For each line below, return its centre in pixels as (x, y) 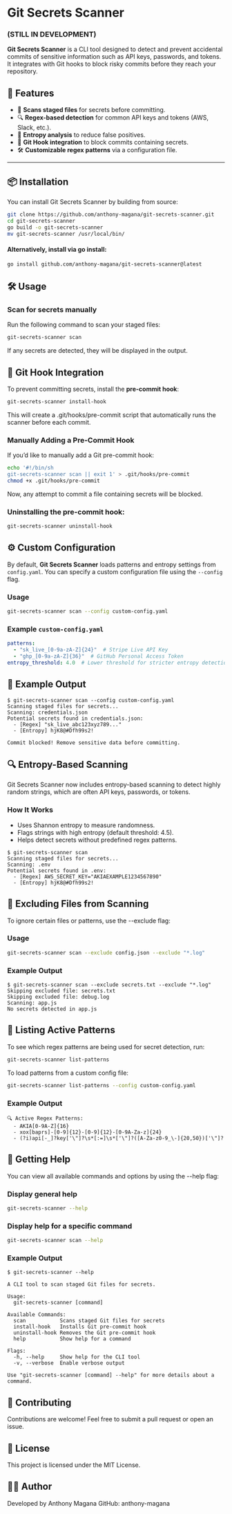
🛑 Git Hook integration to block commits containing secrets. (103, 142)
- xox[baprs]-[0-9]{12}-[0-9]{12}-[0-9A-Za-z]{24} (88, 1132)
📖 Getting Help (39, 1160)
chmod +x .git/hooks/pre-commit (54, 481)
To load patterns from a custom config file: (68, 1073)
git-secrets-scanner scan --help (55, 1240)
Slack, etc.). (34, 128)
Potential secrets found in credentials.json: (75, 718)
